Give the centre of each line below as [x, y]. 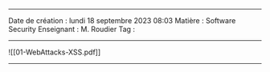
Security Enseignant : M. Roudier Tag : [72, 29]
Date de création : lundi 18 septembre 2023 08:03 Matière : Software [122, 20]
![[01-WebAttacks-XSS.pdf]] [55, 52]
